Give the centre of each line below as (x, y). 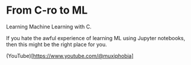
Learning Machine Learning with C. (49, 27)
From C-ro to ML (47, 10)
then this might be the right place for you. (57, 44)
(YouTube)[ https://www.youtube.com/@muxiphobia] (70, 56)
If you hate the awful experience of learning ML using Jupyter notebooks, (96, 38)
